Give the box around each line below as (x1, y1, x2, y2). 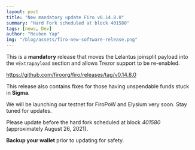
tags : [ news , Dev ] (6, 25, 52, 32)
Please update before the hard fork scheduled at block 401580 (6, 119, 161, 126)
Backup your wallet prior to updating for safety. (6, 137, 124, 144)
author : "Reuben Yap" (6, 31, 60, 37)
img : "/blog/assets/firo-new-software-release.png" (6, 37, 138, 43)
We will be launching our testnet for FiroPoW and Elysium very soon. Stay (6, 101, 187, 108)
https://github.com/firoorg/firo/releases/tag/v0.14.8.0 (6, 71, 136, 78)
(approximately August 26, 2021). (6, 125, 89, 132)
